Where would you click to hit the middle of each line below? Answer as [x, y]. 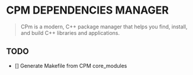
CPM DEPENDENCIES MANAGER [87, 10]
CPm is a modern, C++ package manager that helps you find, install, [104, 27]
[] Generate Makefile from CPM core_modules [71, 66]
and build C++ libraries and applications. [70, 32]
